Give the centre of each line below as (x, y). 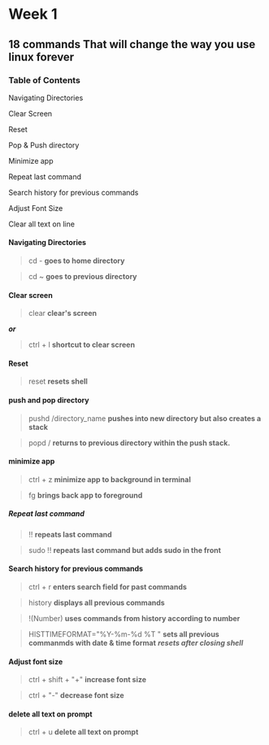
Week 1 (33, 14)
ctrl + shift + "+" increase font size (87, 680)
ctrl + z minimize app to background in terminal (109, 479)
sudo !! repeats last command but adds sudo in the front (125, 550)
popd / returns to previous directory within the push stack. (129, 443)
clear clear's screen (63, 313)
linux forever (41, 57)
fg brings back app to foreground (85, 495)
